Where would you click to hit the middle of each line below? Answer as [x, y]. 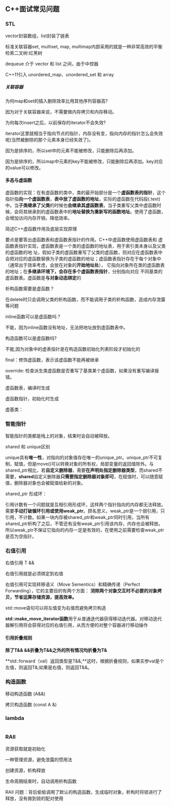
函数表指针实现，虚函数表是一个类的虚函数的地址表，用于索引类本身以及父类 [85, 246]
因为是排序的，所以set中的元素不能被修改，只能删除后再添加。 [71, 150]
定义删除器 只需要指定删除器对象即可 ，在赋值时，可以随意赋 [101, 477]
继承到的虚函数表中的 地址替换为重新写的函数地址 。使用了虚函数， [96, 211]
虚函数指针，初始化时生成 [32, 398]
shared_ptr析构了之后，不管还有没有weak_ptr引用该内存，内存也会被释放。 [84, 524]
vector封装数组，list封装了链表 [37, 36]
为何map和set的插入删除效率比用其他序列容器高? [56, 101]
